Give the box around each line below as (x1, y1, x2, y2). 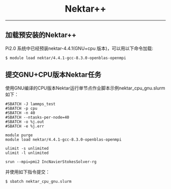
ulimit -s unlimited (5, 146, 49, 151)
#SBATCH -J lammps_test (5, 101, 56, 107)
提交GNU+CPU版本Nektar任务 (5, 71, 102, 79)
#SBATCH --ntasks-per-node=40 (5, 115, 70, 120)
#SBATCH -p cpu (5, 106, 38, 111)
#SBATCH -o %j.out (5, 119, 44, 124)
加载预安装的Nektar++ (5, 31, 76, 40)
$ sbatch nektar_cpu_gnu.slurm (5, 179, 72, 184)
